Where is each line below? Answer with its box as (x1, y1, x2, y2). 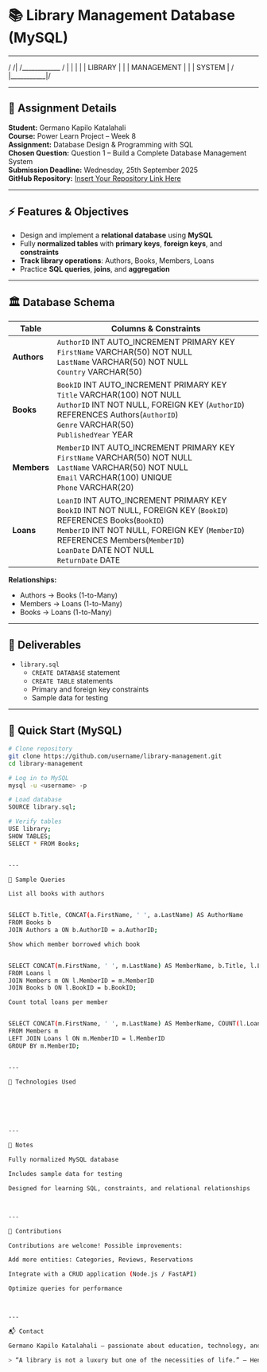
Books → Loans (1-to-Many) (19, 607, 113, 617)
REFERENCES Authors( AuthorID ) (56, 410, 179, 421)
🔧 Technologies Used (8, 1077, 77, 1086)
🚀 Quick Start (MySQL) (8, 723, 122, 737)
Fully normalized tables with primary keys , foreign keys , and (19, 238, 222, 248)
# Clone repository (8, 745, 73, 753)
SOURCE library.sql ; (8, 803, 77, 811)
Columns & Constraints (110, 323, 201, 335)
